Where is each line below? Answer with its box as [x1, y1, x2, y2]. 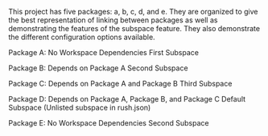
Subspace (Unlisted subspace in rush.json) [8, 103, 151, 112]
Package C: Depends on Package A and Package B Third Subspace [8, 79, 233, 88]
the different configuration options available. [8, 32, 155, 42]
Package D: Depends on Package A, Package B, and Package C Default [8, 94, 246, 103]
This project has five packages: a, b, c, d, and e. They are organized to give [8, 7, 258, 16]
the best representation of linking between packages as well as [8, 15, 218, 25]
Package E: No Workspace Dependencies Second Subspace [8, 118, 209, 127]
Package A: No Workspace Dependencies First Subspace [8, 48, 200, 57]
